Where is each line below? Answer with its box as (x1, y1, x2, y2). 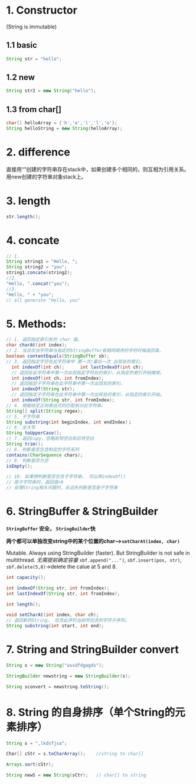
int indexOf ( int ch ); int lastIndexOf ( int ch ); (11, 364, 144, 370)
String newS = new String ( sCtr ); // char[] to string (6, 772, 146, 778)
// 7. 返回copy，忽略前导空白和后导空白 (6, 436, 94, 442)
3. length (6, 195, 51, 208)
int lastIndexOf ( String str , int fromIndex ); (6, 591, 120, 597)
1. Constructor (6, 4, 78, 17)
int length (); (6, 601, 41, 607)
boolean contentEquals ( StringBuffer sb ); (6, 353, 110, 359)
